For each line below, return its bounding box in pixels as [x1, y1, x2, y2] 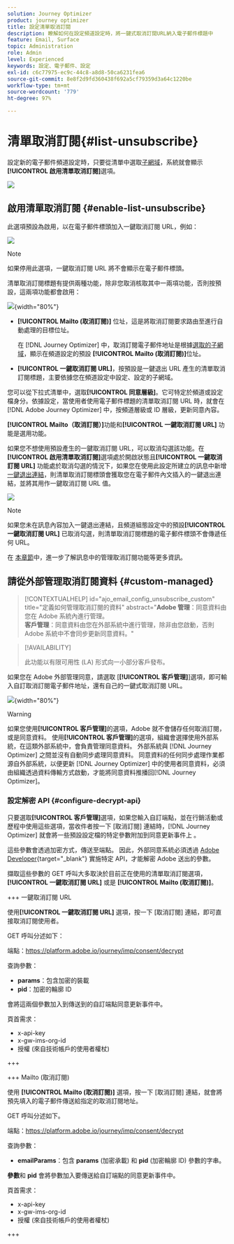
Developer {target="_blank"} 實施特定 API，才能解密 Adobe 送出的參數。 [7, 854, 215, 863]
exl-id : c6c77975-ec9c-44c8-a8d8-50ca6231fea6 [7, 69, 145, 76]
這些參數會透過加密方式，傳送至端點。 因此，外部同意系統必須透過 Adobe [7, 845, 220, 854]
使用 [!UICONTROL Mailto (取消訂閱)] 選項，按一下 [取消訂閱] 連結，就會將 [7, 1088, 223, 1096]
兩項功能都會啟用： [25, 287, 81, 296]
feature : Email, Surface [7, 36, 80, 43]
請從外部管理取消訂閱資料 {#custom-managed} [7, 575, 214, 587]
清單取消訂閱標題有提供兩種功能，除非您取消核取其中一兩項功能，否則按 [7, 278, 215, 287]
